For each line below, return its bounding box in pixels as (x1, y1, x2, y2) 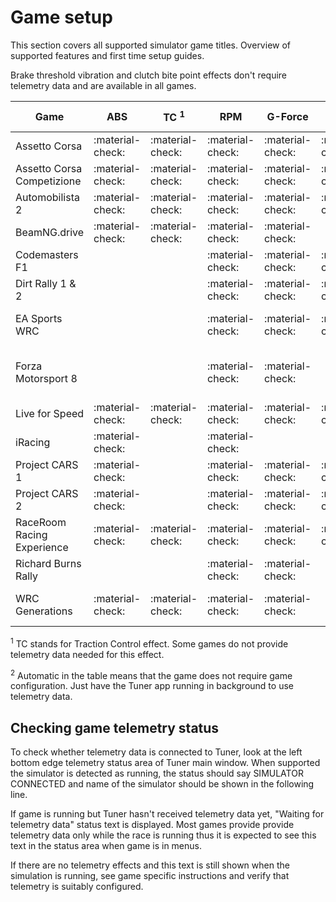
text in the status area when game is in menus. (10, 840, 202, 852)
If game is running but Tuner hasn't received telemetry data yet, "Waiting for (10, 808, 325, 820)
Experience (15, 540, 69, 554)
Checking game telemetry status (10, 719, 220, 736)
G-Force (266, 109, 309, 123)
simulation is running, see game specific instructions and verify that (10, 870, 290, 882)
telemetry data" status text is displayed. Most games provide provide (10, 819, 295, 831)
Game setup (10, 6, 113, 29)
